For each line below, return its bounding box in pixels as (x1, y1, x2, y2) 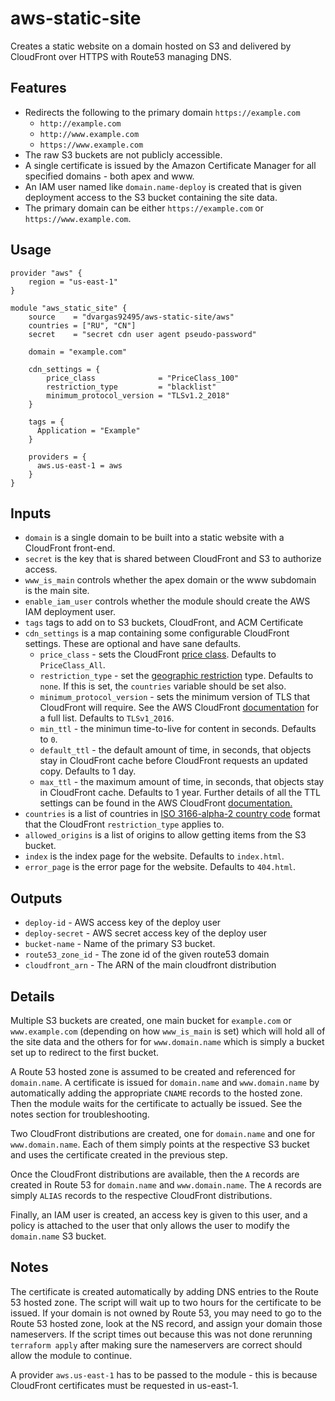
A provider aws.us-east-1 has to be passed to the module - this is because (10, 1368, 318, 1381)
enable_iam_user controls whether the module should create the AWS (24, 595, 311, 607)
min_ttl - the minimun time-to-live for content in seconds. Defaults (39, 723, 317, 735)
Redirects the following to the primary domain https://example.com (24, 106, 301, 118)
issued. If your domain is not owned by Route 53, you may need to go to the (10, 1307, 322, 1319)
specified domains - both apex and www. (24, 170, 195, 182)
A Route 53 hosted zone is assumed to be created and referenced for (10, 1066, 296, 1077)
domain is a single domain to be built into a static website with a (24, 532, 285, 544)
